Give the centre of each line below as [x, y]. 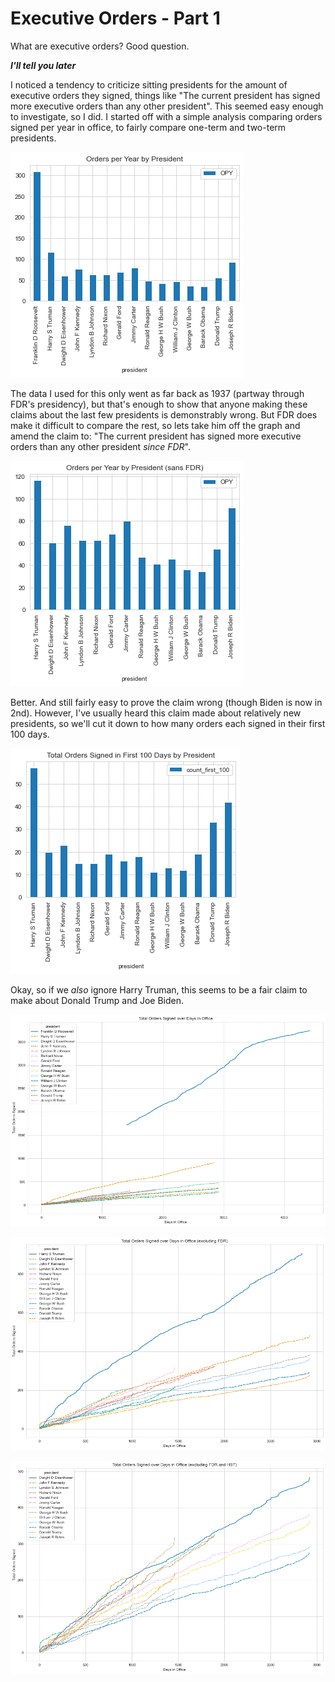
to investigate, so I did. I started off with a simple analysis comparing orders [166, 116]
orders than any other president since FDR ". [100, 446]
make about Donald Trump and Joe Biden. [97, 1000]
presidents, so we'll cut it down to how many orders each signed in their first [168, 723]
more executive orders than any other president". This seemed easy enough [167, 106]
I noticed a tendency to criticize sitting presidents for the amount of [149, 84]
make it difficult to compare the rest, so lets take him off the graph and [155, 425]
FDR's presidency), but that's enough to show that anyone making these [159, 404]
